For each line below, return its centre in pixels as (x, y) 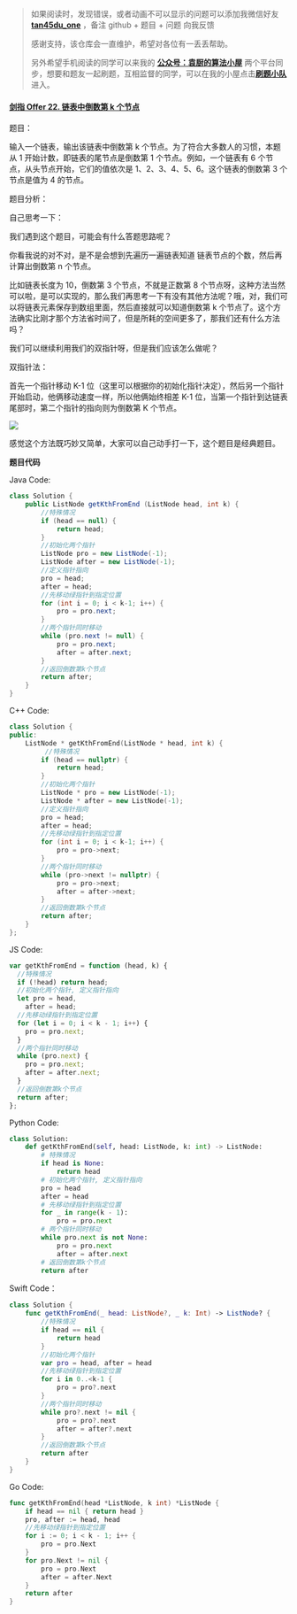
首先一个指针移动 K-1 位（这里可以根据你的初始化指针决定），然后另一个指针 (147, 386)
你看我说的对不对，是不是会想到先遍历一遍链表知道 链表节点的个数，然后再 (146, 255)
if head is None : (72, 1163)
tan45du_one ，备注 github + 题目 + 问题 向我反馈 (122, 25)
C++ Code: (30, 711)
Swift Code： (33, 1288)
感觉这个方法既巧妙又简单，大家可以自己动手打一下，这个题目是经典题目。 (145, 444)
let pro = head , (47, 999)
